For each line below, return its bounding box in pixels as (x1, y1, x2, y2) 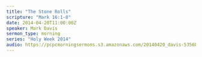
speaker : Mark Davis (6, 25, 58, 31)
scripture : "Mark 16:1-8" (6, 14, 71, 20)
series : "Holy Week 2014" (6, 36, 71, 42)
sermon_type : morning (6, 31, 61, 37)
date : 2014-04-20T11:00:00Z (6, 20, 77, 26)
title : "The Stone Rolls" (6, 8, 71, 15)
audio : (6, 42, 23, 48)
